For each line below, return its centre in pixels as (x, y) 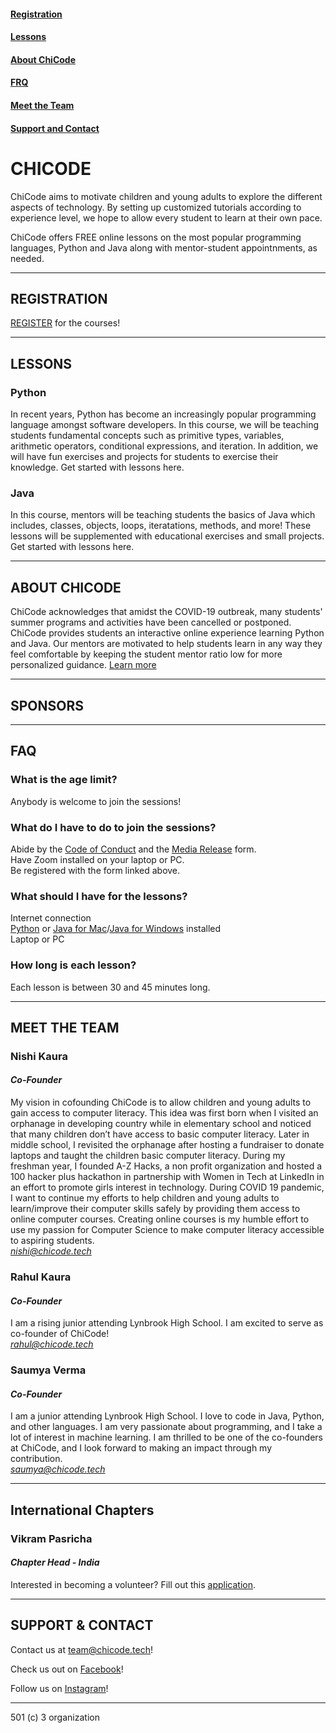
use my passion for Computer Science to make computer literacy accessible (167, 1230)
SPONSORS (47, 705)
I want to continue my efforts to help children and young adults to (145, 1198)
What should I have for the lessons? (99, 896)
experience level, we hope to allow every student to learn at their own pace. (166, 217)
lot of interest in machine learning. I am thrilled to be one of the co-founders (166, 1437)
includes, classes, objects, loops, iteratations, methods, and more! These (161, 526)
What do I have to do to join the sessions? (113, 827)
